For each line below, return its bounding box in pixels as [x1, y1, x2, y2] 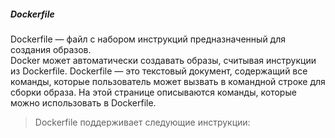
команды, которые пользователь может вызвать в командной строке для [10, 75, 326, 87]
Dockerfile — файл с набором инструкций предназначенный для [10, 33, 287, 45]
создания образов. [10, 43, 92, 55]
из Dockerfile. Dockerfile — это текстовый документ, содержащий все [10, 65, 308, 77]
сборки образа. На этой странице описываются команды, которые [10, 86, 297, 98]
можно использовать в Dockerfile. [10, 96, 157, 109]
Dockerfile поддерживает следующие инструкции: [34, 116, 251, 128]
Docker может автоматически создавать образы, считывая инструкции [10, 54, 317, 66]
